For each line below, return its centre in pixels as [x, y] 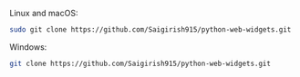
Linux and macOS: [44, 13]
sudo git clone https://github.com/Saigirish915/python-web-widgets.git [150, 30]
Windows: [28, 47]
